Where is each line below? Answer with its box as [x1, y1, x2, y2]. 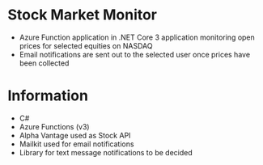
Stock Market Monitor [7, 6, 158, 24]
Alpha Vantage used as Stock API [19, 130, 131, 140]
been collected [19, 58, 70, 68]
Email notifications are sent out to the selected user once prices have [19, 49, 251, 59]
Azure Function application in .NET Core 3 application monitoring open [19, 32, 256, 42]
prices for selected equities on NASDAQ [19, 40, 153, 50]
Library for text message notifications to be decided [19, 147, 193, 157]
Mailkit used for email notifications [19, 139, 134, 149]
